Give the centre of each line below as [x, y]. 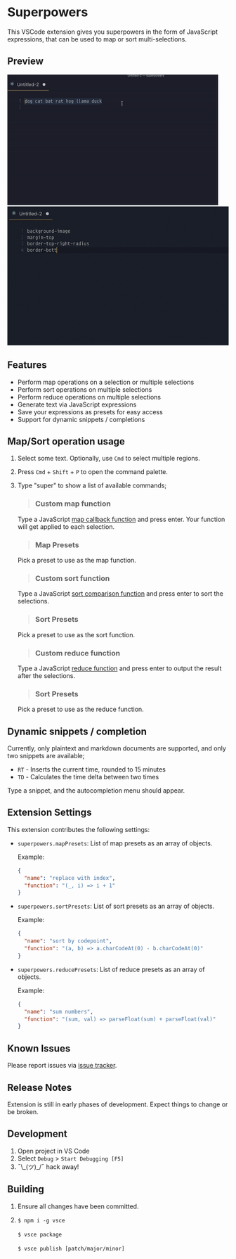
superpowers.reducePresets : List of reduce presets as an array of [111, 969]
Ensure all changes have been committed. [78, 1206]
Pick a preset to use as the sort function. [76, 634]
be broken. [23, 1111]
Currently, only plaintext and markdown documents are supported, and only [117, 748]
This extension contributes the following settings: [78, 829]
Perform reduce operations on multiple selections [89, 397]
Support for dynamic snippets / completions [81, 419]
